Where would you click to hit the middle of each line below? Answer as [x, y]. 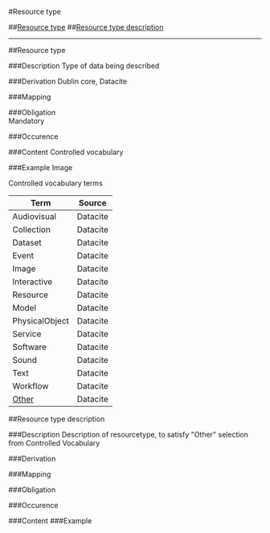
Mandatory [27, 121]
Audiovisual [35, 216]
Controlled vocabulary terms [55, 183]
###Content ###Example [50, 521]
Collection [31, 230]
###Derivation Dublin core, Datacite [67, 81]
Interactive [33, 282]
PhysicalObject [41, 321]
